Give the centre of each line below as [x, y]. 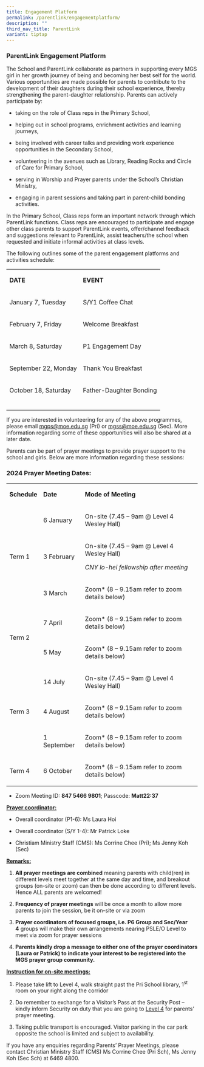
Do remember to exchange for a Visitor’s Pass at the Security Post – [100, 1003]
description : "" [27, 23]
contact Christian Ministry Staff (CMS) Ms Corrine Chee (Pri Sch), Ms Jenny [101, 1052]
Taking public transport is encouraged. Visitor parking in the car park [101, 1027]
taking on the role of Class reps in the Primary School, [83, 113]
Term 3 [20, 712]
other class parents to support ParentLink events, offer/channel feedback [98, 229]
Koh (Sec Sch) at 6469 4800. [43, 1058]
